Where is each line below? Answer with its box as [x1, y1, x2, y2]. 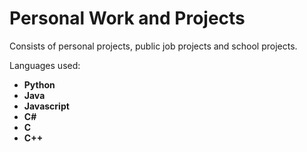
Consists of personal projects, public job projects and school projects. [9, 40, 298, 52]
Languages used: [9, 59, 81, 71]
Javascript [23, 100, 70, 112]
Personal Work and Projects [9, 7, 246, 30]
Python [23, 78, 56, 91]
